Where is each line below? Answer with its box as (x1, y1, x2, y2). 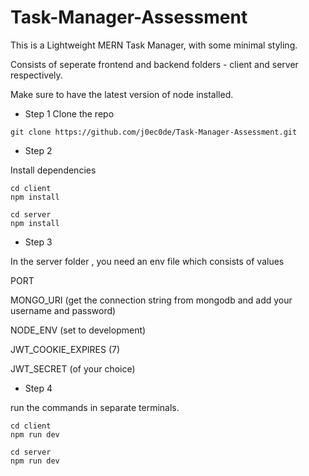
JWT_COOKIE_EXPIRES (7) (10, 343, 121, 355)
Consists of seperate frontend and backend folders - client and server (10, 58, 299, 70)
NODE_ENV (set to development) (10, 324, 147, 336)
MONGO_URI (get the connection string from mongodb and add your (10, 294, 293, 306)
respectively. (10, 69, 63, 81)
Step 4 (24, 382, 53, 394)
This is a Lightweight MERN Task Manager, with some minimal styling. (10, 39, 298, 51)
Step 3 (24, 236, 53, 248)
